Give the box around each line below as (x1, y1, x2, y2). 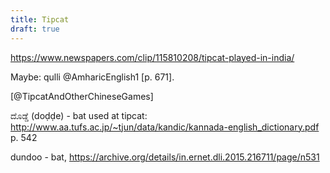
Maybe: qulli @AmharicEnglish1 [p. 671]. (10, 71, 175, 83)
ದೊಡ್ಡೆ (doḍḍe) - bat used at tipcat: (10, 109, 148, 121)
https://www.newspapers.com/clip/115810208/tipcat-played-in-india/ (10, 51, 295, 63)
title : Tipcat (10, 14, 70, 25)
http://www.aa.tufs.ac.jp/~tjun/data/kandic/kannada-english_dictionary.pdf (10, 121, 320, 133)
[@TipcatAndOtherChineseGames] (10, 90, 154, 102)
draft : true (10, 24, 60, 34)
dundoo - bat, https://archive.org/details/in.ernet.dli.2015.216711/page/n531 (10, 151, 320, 163)
